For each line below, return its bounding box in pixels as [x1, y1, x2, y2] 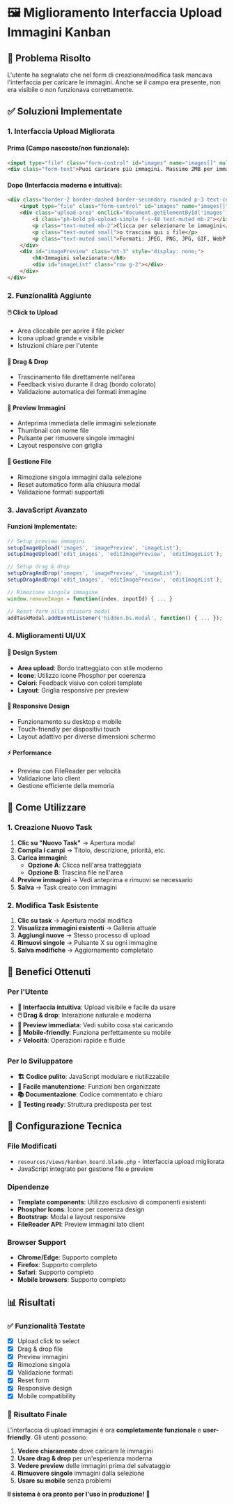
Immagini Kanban [7, 24, 111, 40]
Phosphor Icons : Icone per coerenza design [17, 1205, 145, 1213]
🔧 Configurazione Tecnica [7, 1120, 123, 1133]
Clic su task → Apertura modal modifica [17, 916, 133, 924]
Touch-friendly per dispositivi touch [17, 725, 120, 733]
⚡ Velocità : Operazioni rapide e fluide [17, 1036, 125, 1044]
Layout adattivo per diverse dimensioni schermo [17, 732, 156, 741]
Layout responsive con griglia [17, 441, 102, 450]
